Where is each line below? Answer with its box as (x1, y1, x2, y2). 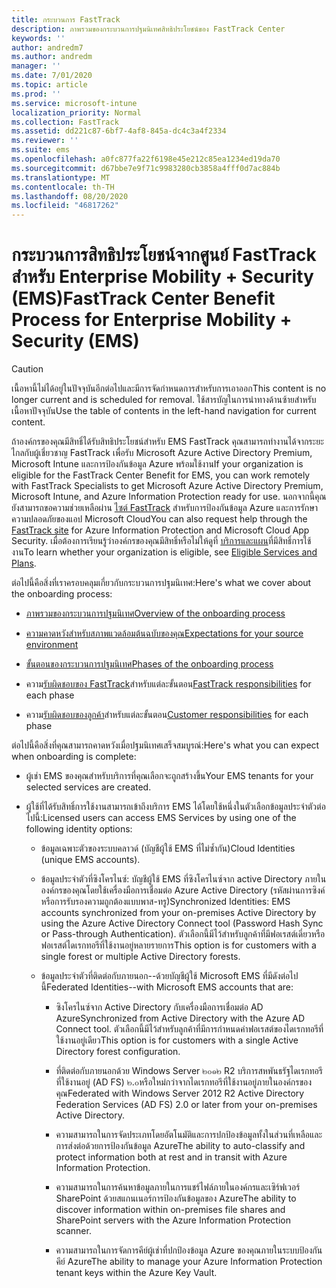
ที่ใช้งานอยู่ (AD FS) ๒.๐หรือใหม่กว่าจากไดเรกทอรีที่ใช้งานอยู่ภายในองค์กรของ (55, 1076, 313, 1088)
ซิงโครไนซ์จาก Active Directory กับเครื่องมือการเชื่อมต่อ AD (55, 1001, 264, 1013)
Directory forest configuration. (55, 1046, 181, 1058)
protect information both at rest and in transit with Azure (55, 1151, 288, 1163)
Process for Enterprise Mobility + (11, 309, 293, 331)
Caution (11, 363, 44, 375)
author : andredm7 (11, 42, 84, 53)
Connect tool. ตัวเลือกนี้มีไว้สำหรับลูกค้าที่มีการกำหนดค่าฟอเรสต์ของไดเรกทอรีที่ (55, 1023, 324, 1035)
